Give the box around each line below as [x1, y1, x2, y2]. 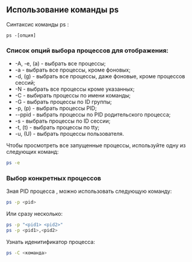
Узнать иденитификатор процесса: [6, 238, 95, 245]
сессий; [14, 79, 36, 87]
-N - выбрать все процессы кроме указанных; [14, 85, 135, 93]
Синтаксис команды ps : [6, 20, 69, 28]
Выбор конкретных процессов [6, 174, 101, 182]
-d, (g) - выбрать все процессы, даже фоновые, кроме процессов [14, 73, 185, 80]
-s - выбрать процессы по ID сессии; [14, 117, 111, 125]
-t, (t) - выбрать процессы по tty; [14, 124, 100, 131]
